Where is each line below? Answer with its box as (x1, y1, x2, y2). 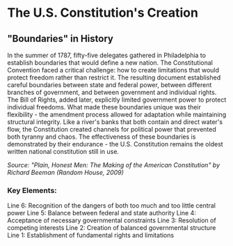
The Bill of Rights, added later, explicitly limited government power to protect (7, 95, 227, 104)
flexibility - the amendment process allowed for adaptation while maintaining (7, 110, 227, 118)
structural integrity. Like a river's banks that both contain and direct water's (7, 118, 223, 126)
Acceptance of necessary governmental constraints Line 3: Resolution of (7, 216, 217, 224)
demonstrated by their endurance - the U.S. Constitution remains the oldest (7, 140, 224, 148)
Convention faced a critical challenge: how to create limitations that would (7, 66, 220, 74)
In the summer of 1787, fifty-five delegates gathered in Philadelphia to (7, 51, 207, 59)
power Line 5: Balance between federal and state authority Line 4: (7, 209, 196, 217)
